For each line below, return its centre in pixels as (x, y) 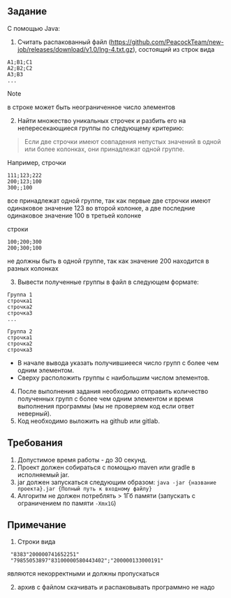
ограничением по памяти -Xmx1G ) (67, 503)
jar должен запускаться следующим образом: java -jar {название (117, 482)
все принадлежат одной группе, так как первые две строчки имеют (109, 200)
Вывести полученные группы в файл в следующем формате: (108, 282)
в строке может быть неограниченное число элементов (91, 107)
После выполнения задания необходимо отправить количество (113, 391)
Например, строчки (37, 162)
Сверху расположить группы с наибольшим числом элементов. (113, 378)
